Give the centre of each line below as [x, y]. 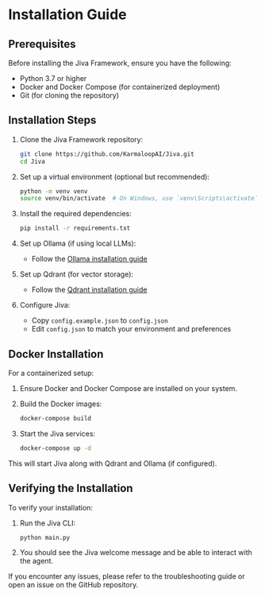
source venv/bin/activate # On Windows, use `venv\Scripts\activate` [139, 199]
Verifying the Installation [71, 488]
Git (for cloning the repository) [69, 95]
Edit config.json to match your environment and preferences [131, 329]
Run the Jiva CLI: [48, 523]
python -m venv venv [54, 191]
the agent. [36, 561]
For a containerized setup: [51, 373]
